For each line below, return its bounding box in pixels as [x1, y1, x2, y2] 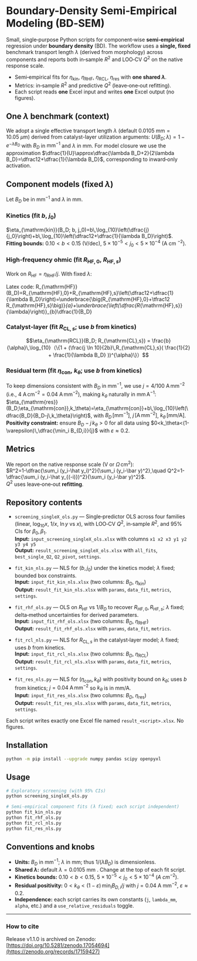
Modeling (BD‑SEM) [6, 16, 105, 30]
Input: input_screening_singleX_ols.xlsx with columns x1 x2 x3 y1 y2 [14, 536, 187, 543]
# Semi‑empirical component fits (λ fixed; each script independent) [6, 804, 180, 810]
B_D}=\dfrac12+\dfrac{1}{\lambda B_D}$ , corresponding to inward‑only [6, 156, 178, 163]
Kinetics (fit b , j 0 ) [6, 211, 56, 221]
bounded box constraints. [14, 572, 77, 579]
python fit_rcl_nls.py [6, 820, 62, 826]
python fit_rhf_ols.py [6, 815, 62, 821]
